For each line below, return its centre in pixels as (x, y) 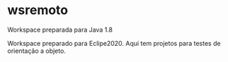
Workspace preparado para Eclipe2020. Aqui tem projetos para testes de (114, 43)
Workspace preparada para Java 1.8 (60, 30)
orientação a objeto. (36, 51)
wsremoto (38, 10)
